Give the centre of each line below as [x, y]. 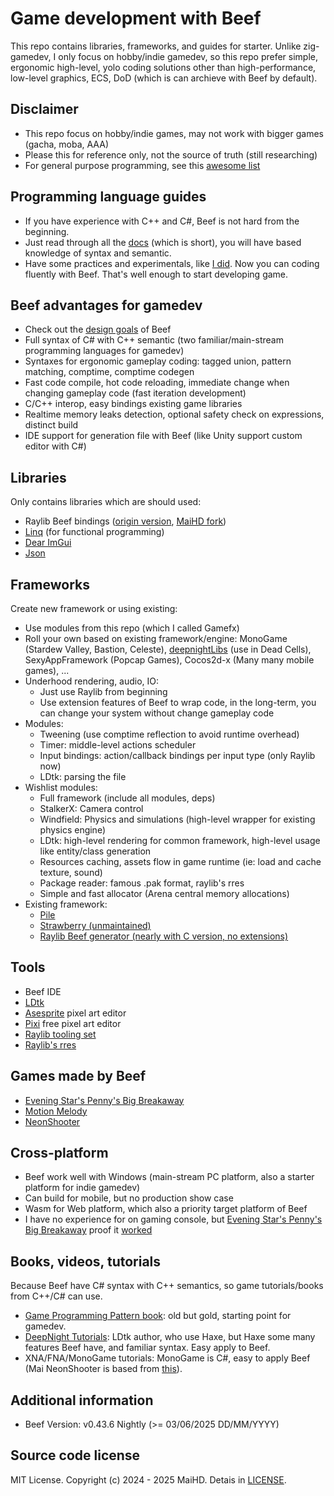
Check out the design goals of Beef [98, 329]
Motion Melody [56, 1111]
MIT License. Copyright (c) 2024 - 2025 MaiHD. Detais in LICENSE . [148, 1479]
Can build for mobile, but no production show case [129, 1198]
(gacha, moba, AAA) [66, 144]
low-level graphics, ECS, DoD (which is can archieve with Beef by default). [164, 78]
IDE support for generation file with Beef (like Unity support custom [163, 436]
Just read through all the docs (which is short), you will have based [163, 242]
